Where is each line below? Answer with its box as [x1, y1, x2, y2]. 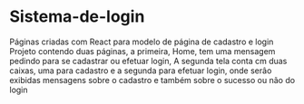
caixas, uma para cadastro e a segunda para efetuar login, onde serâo [9, 65, 272, 76]
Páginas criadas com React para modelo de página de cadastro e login [9, 36, 274, 47]
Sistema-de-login [9, 6, 145, 27]
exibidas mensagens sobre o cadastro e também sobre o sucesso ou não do [9, 74, 296, 85]
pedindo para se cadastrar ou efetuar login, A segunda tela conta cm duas [9, 55, 288, 66]
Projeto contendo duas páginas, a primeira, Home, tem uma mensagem [9, 45, 276, 56]
